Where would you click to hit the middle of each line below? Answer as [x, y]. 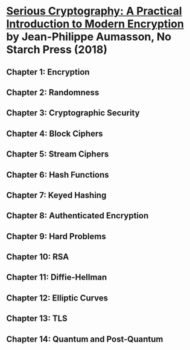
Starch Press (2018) [57, 50]
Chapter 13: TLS [37, 319]
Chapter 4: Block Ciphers [55, 133]
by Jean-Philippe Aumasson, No [89, 37]
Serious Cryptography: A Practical [94, 11]
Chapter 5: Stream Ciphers [58, 154]
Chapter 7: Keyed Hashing [56, 195]
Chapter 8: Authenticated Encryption [78, 216]
